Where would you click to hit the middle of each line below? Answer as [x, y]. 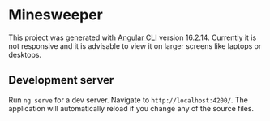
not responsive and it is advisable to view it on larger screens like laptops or [135, 45]
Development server [61, 80]
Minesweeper [56, 15]
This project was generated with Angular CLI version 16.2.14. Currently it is [133, 37]
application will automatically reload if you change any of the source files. [131, 108]
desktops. [25, 54]
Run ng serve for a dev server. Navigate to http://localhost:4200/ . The [129, 100]
